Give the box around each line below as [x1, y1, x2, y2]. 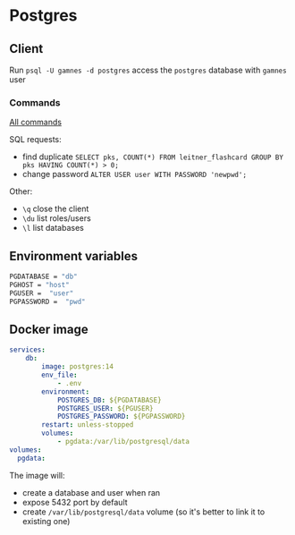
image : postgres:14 [41, 362, 114, 371]
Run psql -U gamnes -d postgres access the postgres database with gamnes [9, 64, 288, 75]
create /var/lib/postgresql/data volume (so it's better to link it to [21, 506, 265, 517]
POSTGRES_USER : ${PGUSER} [56, 403, 154, 412]
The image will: [9, 470, 65, 480]
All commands [9, 117, 63, 128]
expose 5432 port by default [21, 497, 128, 507]
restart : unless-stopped [41, 420, 134, 429]
